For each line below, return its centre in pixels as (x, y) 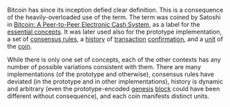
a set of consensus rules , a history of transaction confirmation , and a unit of (115, 39)
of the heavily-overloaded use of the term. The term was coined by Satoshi (114, 17)
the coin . (20, 46)
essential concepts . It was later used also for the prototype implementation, (115, 32)
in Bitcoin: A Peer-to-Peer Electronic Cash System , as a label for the (104, 24)
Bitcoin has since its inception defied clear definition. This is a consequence (115, 10)
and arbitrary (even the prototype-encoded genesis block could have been (114, 89)
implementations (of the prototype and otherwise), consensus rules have (111, 74)
